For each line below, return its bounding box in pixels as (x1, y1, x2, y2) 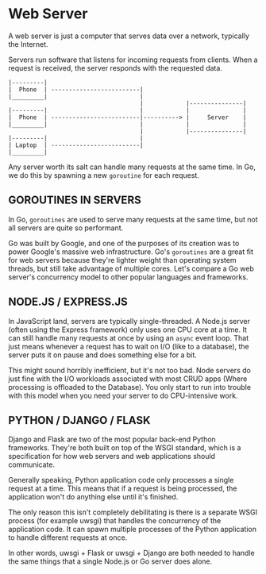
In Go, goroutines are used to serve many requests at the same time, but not (8, 214, 258, 224)
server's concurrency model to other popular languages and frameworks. (8, 272, 249, 282)
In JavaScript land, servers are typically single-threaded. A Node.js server (8, 316, 250, 326)
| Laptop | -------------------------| (8, 141, 145, 149)
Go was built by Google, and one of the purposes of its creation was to (8, 238, 240, 248)
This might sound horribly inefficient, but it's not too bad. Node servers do (8, 365, 252, 375)
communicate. (8, 460, 56, 469)
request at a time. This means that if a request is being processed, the (8, 483, 237, 493)
